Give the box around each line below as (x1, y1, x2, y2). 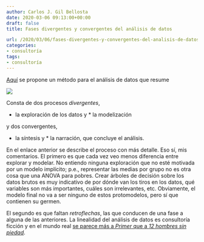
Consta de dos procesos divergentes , (6, 99, 100, 106)
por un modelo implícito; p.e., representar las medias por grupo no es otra (6, 165, 191, 173)
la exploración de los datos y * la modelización (15, 110, 132, 118)
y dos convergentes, (6, 123, 58, 130)
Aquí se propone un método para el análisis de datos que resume (6, 76, 169, 83)
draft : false (6, 20, 39, 26)
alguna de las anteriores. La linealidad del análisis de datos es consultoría (6, 216, 190, 223)
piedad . (6, 229, 25, 236)
